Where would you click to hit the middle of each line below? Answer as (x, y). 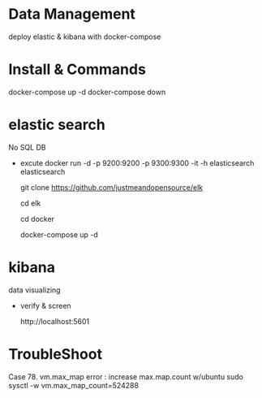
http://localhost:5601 (55, 321)
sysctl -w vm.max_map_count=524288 (74, 385)
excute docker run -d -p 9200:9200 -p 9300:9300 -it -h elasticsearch (137, 162)
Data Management (72, 14)
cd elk (30, 203)
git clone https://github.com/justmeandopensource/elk (112, 187)
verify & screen (45, 305)
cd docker (37, 218)
